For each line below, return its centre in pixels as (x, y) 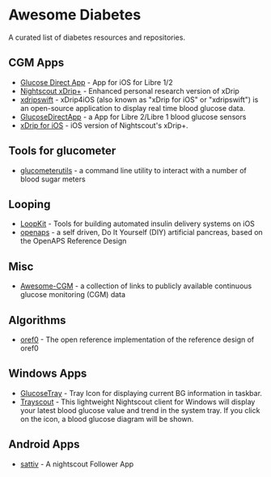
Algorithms (37, 320)
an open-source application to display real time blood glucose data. (133, 108)
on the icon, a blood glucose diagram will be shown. (107, 419)
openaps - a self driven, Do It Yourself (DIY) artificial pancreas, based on (141, 232)
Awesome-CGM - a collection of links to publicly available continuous (136, 286)
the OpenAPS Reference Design (73, 241)
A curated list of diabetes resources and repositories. (97, 37)
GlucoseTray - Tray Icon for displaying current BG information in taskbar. (141, 393)
